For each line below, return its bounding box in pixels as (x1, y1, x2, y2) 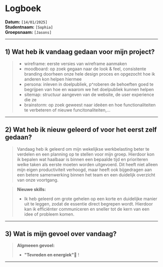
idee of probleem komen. (24, 211, 75, 217)
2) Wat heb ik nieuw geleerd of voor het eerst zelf (5, 126, 157, 134)
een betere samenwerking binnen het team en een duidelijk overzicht (16, 172, 155, 177)
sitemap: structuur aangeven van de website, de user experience (24, 92, 154, 97)
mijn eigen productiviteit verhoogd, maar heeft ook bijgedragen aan (16, 167, 152, 173)
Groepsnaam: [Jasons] (5, 29, 52, 35)
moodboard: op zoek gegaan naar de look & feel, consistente (24, 66, 147, 72)
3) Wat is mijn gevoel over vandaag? (5, 230, 117, 238)
